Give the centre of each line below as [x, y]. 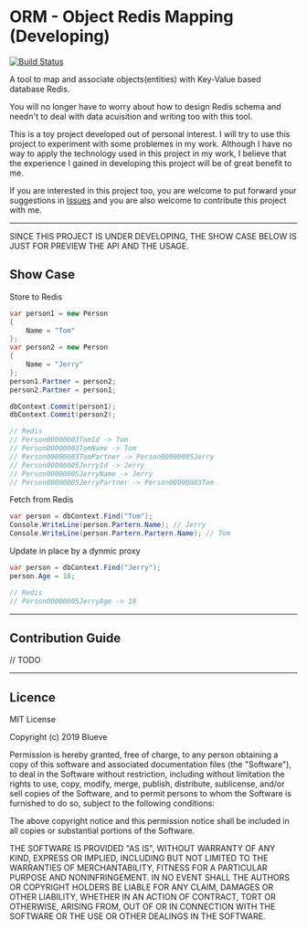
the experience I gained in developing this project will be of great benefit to [151, 163]
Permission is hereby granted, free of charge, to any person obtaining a [144, 755]
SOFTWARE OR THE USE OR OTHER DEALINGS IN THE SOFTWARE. [138, 916]
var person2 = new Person [58, 348]
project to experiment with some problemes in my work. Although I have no [151, 143]
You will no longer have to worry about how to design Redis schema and [145, 106]
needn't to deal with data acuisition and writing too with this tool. [131, 116]
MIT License [33, 720]
